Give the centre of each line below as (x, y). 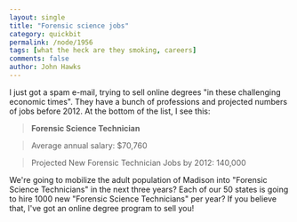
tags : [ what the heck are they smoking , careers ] (103, 51)
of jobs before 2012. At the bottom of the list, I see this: (110, 111)
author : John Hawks (45, 67)
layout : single (37, 17)
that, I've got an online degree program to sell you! (102, 208)
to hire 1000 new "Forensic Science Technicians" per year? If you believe (143, 198)
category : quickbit (45, 34)
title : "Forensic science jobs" (69, 26)
